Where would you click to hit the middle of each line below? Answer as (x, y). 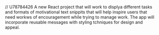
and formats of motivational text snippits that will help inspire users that (76, 12)
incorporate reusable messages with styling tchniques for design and (74, 22)
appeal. (13, 27)
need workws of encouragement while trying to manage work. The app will (80, 17)
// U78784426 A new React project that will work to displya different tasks (79, 7)
